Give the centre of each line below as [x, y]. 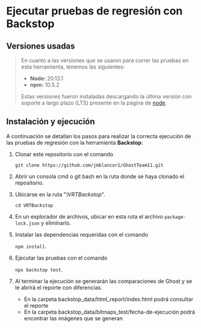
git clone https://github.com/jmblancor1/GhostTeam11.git [89, 165]
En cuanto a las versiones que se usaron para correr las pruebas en [105, 60]
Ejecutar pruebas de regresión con [94, 11]
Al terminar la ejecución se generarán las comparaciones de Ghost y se [104, 281]
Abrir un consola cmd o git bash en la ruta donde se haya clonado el [100, 176]
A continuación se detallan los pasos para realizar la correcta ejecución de [99, 136]
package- [175, 217]
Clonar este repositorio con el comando [64, 154]
